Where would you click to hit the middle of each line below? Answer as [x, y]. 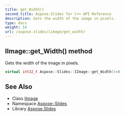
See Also [19, 87]
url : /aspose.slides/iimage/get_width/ [45, 32]
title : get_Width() [25, 9]
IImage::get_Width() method [49, 51]
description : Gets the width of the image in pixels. [61, 18]
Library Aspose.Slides [34, 108]
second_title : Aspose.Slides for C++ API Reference [58, 14]
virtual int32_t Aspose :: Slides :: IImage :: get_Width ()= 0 [62, 72]
